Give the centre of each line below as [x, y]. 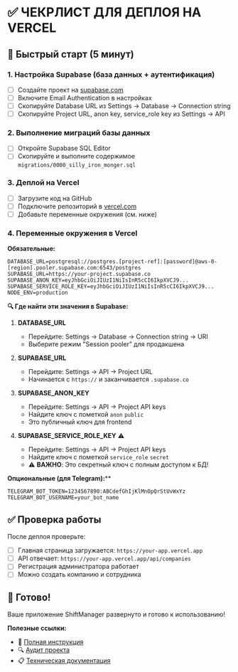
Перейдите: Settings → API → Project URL [91, 372]
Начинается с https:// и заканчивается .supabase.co [109, 379]
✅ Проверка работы [54, 519]
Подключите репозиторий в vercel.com [77, 206]
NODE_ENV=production [38, 293]
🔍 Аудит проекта [43, 650]
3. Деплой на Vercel [43, 183]
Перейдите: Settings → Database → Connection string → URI [118, 337]
